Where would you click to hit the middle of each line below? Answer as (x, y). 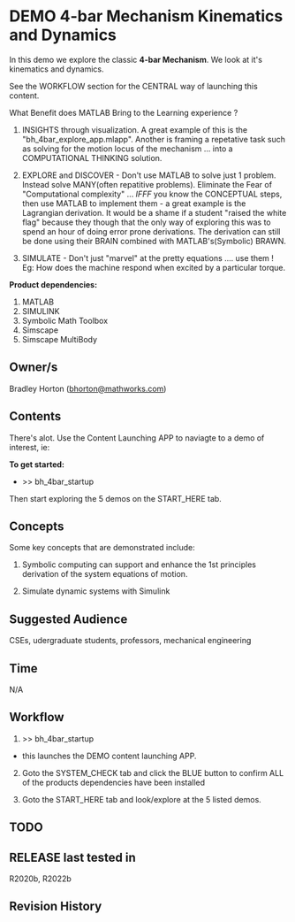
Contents (35, 416)
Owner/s (34, 368)
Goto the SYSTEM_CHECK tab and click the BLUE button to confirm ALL (153, 772)
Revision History (56, 907)
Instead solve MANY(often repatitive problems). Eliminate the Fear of (147, 184)
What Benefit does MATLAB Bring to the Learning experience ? (124, 112)
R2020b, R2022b (41, 879)
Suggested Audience (68, 619)
